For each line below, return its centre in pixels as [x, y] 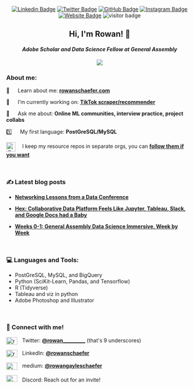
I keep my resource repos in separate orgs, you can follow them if [103, 146]
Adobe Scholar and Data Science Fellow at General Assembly [100, 49]
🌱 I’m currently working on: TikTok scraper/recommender [81, 102]
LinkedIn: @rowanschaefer [56, 353]
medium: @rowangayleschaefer [62, 366]
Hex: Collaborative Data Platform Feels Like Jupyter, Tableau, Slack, [100, 209]
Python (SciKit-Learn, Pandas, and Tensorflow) [72, 282]
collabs [15, 119]
